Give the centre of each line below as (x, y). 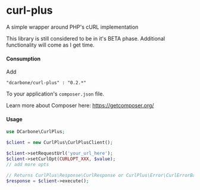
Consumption (24, 59)
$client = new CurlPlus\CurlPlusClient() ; (60, 143)
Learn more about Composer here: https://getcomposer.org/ (80, 106)
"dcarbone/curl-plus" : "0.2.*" (46, 83)
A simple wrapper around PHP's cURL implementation (72, 27)
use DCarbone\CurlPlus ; (36, 132)
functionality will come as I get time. (50, 45)
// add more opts (28, 164)
